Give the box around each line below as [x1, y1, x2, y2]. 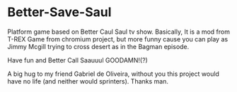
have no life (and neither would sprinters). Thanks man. [7, 77, 168, 85]
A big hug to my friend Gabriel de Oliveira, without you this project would [7, 70, 219, 78]
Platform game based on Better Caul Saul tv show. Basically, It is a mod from [7, 27, 230, 36]
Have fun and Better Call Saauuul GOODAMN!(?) [7, 55, 149, 64]
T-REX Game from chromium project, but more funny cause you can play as [7, 34, 229, 43]
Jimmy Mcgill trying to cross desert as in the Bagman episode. [7, 42, 190, 51]
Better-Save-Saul [7, 4, 112, 20]
